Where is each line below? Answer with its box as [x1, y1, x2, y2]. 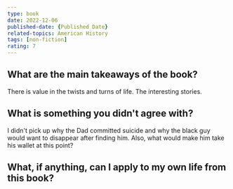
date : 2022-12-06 [7, 17, 58, 24]
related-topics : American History [7, 29, 109, 37]
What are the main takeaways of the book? [7, 69, 198, 80]
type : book [7, 10, 39, 17]
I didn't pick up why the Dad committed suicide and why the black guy [7, 126, 211, 134]
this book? [7, 172, 55, 184]
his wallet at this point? [7, 141, 74, 149]
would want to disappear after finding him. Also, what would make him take [7, 134, 225, 142]
